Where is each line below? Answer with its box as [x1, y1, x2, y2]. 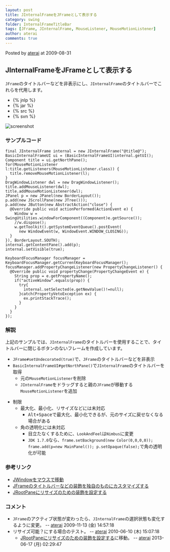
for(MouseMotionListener [5, 162, 58, 167]
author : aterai [5, 31, 38, 36]
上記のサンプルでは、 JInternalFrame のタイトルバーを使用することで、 [5, 339, 153, 345]
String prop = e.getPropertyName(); [14, 273, 93, 278]
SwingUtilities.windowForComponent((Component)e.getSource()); [5, 215, 143, 221]
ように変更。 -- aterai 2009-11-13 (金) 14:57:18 [17, 522, 115, 528]
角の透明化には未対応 [20, 424, 65, 431]
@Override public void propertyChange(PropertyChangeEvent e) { [10, 269, 149, 274]
